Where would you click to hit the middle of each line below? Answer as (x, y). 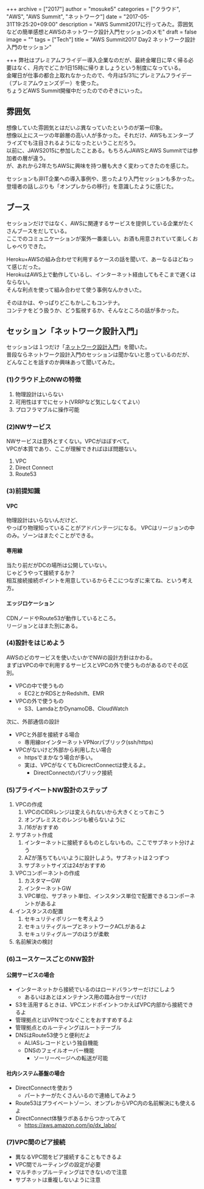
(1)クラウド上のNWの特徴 (44, 380)
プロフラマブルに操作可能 (47, 409)
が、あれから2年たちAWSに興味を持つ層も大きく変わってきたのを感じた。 (99, 165)
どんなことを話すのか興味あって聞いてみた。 (62, 363)
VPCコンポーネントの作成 (47, 873)
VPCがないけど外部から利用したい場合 (63, 750)
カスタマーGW (42, 881)
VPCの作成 (29, 804)
